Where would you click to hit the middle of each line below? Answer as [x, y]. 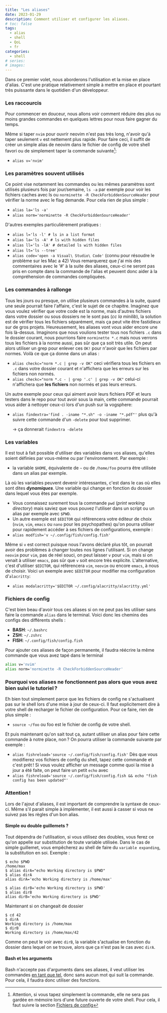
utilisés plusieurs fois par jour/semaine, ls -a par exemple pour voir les [78, 189]
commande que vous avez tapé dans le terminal [54, 655]
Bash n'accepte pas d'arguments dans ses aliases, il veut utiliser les [75, 970]
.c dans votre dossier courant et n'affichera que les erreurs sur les [81, 368]
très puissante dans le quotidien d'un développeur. [57, 90]
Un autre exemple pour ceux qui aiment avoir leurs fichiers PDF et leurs [78, 394]
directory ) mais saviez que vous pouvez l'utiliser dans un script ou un [83, 508]
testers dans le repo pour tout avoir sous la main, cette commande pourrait [82, 399]
